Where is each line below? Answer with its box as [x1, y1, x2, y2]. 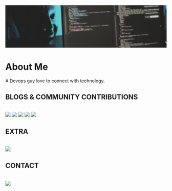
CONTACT [5, 161, 39, 170]
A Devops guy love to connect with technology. [5, 78, 105, 84]
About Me [5, 61, 48, 73]
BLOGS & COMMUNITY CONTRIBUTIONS [5, 92, 138, 101]
